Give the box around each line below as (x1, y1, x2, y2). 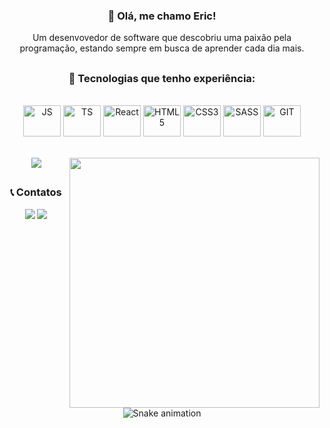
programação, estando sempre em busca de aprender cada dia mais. (19, 42, 305, 54)
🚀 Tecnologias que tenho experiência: (68, 71, 256, 85)
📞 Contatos (10, 185, 62, 199)
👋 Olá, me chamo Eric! (107, 9, 217, 23)
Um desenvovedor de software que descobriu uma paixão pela (32, 32, 292, 44)
